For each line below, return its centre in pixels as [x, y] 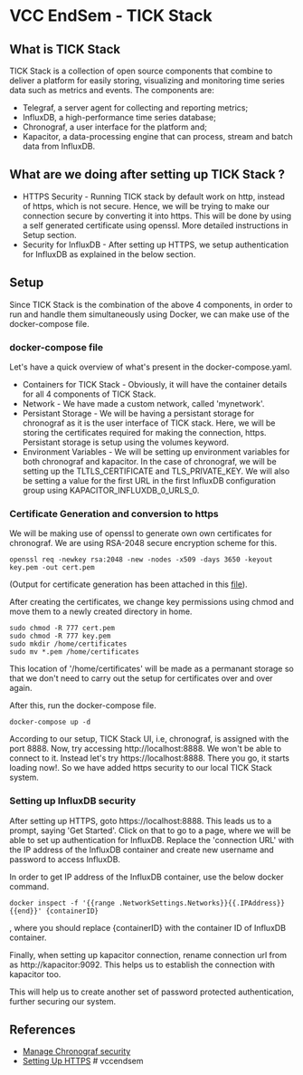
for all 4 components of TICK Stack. [89, 394]
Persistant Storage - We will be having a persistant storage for [138, 413]
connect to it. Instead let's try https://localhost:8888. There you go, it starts [149, 758]
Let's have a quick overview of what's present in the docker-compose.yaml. [151, 367]
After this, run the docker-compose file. [83, 705]
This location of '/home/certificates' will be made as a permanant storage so [151, 669]
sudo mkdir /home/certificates [68, 644]
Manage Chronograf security [76, 1051]
